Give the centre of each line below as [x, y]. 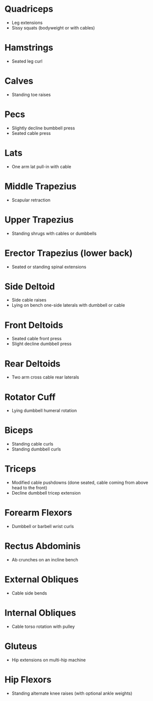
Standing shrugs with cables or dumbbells [54, 233]
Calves [19, 81]
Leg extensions [27, 23]
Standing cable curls [32, 444]
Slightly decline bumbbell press [43, 128]
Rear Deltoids [33, 363]
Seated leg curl [27, 61]
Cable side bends [29, 593]
